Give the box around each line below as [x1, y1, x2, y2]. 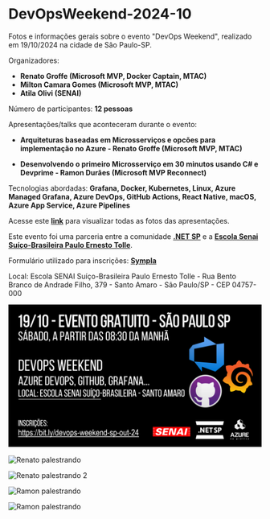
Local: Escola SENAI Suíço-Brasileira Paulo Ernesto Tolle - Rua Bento [8, 271, 237, 281]
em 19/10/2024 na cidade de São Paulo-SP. [8, 39, 153, 49]
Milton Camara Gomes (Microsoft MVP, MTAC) [19, 80, 179, 89]
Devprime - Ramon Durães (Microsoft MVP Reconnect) [19, 167, 207, 177]
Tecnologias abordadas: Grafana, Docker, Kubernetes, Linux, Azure [8, 183, 236, 193]
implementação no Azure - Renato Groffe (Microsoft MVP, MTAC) [19, 143, 243, 153]
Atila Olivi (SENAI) [19, 88, 82, 97]
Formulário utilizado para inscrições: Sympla [8, 255, 157, 266]
